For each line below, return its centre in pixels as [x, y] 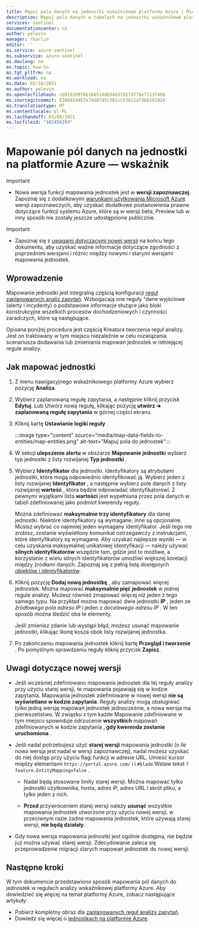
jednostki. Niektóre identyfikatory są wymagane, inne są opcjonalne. [98, 520]
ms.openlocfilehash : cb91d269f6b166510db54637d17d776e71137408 [86, 95]
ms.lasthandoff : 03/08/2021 [41, 117]
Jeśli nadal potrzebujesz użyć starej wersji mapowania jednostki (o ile [100, 745]
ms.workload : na [26, 78]
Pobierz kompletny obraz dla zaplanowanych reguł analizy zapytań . [97, 912]
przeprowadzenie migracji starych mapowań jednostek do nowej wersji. [102, 849]
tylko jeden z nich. [46, 794]
